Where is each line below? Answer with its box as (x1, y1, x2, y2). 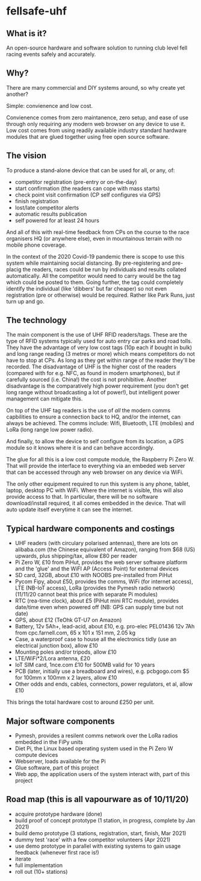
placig (6, 265, 22, 273)
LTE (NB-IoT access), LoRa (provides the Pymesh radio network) (14, 584, 176, 592)
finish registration (14, 197, 59, 204)
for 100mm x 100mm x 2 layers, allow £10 (14, 674, 117, 681)
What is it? (6, 28, 47, 39)
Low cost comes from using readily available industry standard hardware (6, 127, 187, 134)
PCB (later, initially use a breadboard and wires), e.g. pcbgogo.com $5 (14, 668, 190, 675)
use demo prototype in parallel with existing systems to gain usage (14, 842, 181, 850)
